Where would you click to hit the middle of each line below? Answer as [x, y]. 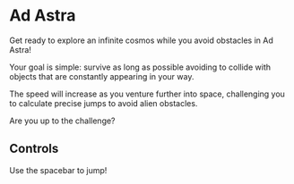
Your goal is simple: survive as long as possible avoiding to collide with [140, 67]
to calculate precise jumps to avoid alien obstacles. [104, 103]
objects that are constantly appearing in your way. [102, 76]
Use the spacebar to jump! [58, 170]
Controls [34, 149]
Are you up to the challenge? [62, 121]
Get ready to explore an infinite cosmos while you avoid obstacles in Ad [141, 40]
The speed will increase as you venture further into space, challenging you [147, 94]
